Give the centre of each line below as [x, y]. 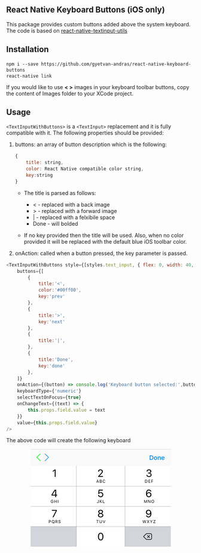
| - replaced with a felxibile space [74, 217]
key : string [39, 175]
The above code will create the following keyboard [68, 440]
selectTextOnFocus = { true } [49, 397]
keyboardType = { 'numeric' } [49, 391]
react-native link [29, 76]
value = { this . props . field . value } [57, 423]
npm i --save [22, 64]
